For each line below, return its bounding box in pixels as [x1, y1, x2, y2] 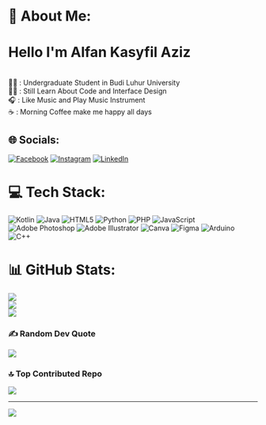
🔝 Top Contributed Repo [8, 368, 103, 379]
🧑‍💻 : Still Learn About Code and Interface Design [8, 86, 168, 96]
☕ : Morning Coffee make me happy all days [8, 107, 152, 117]
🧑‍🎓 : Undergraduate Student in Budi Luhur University [8, 78, 180, 88]
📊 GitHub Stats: [8, 261, 116, 279]
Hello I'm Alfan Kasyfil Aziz [8, 44, 192, 62]
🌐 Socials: [8, 133, 60, 146]
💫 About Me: [8, 7, 92, 25]
